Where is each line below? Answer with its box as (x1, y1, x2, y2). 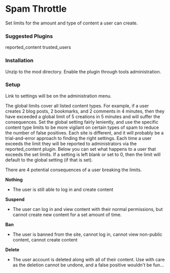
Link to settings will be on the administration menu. (5, 93, 112, 99)
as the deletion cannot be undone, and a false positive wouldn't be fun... (12, 262, 164, 268)
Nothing (5, 176, 23, 182)
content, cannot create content (12, 236, 78, 242)
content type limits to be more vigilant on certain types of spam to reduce (5, 124, 159, 130)
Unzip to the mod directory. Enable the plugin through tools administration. (5, 68, 161, 74)
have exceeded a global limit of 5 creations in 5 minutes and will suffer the (5, 113, 160, 120)
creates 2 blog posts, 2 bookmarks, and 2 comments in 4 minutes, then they (5, 108, 165, 114)
